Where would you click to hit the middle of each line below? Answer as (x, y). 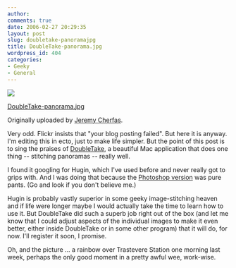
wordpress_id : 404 (34, 54)
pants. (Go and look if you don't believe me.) (72, 185)
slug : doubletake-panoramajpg (52, 40)
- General (22, 73)
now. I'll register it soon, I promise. (57, 236)
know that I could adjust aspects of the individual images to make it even (113, 221)
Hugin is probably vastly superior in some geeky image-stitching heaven (113, 198)
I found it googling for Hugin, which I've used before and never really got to (116, 169)
